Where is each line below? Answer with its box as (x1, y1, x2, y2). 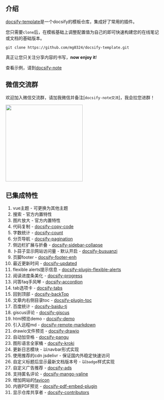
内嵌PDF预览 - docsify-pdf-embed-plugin (12, 383, 98, 389)
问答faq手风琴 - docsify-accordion (12, 279, 83, 285)
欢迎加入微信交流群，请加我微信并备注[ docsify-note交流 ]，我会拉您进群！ (5, 94, 155, 100)
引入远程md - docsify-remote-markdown (12, 322, 96, 328)
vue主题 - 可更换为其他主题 (12, 205, 68, 211)
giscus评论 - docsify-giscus (12, 310, 69, 315)
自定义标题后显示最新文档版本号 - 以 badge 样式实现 (12, 359, 115, 365)
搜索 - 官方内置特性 (12, 211, 52, 217)
